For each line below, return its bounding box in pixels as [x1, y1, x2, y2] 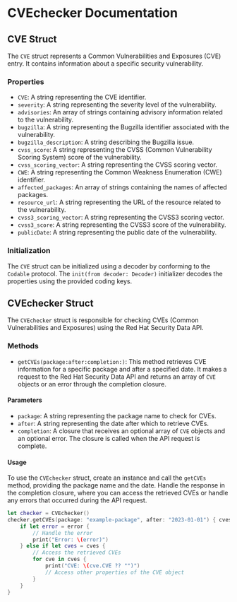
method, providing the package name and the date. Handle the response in [7, 481, 226, 490]
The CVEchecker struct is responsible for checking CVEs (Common [7, 316, 199, 324]
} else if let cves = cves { [20, 543, 106, 550]
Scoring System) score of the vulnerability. [17, 153, 142, 162]
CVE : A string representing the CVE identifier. [17, 93, 147, 102]
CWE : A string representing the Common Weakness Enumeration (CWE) [17, 168, 222, 177]
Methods [7, 341, 39, 351]
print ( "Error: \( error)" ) [32, 536, 109, 543]
